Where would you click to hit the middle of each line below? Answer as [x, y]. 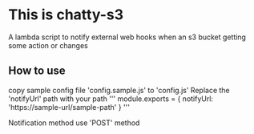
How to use [37, 71]
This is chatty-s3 [66, 15]
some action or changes [48, 45]
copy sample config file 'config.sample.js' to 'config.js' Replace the [119, 90]
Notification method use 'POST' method [74, 123]
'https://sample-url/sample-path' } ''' [69, 107]
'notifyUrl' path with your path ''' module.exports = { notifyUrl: [111, 99]
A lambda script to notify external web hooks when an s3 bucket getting [127, 37]
